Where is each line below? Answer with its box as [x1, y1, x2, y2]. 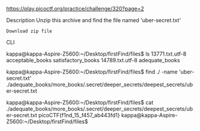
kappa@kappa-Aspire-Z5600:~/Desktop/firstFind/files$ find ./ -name [6, 68, 178, 75]
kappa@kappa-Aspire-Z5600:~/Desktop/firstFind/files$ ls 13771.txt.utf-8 [6, 50, 187, 57]
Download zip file [6, 28, 52, 34]
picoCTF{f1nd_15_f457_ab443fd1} [38, 112, 120, 118]
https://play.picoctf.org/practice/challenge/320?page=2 [6, 5, 144, 12]
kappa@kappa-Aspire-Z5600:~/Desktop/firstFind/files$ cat [6, 99, 154, 106]
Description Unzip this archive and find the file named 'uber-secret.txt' [6, 17, 181, 23]
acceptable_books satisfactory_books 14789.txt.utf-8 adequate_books [6, 57, 180, 63]
